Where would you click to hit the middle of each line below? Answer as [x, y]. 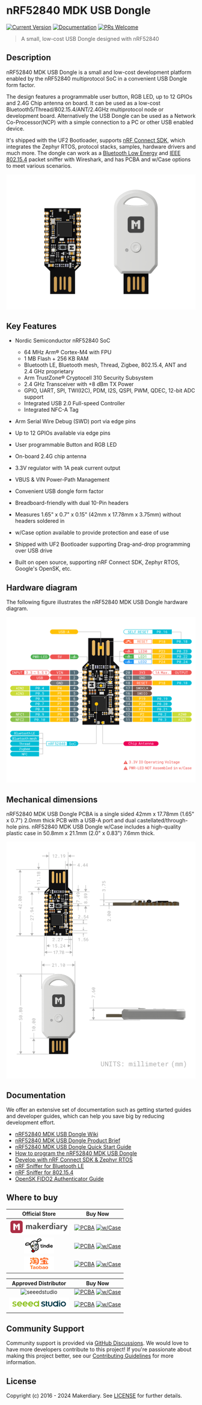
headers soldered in [40, 521]
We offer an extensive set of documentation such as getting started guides [99, 1109]
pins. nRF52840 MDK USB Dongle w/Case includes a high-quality [100, 827]
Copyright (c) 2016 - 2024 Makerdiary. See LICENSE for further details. [94, 1396]
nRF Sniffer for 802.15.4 [44, 1172]
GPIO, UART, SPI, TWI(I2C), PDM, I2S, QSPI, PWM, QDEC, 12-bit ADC [109, 391]
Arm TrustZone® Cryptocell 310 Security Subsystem [88, 378]
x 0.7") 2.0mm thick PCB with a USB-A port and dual [71, 820]
